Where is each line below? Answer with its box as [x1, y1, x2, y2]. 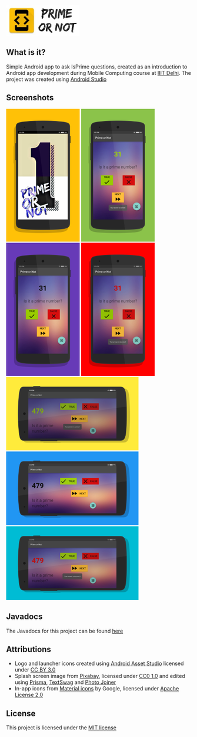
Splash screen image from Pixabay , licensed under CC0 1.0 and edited [14, 673, 185, 680]
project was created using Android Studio [6, 76, 107, 83]
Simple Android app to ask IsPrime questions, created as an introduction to [6, 63, 188, 70]
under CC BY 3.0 [14, 666, 56, 673]
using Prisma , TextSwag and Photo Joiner [14, 679, 116, 686]
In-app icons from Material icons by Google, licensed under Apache [14, 685, 179, 692]
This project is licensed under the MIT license [6, 724, 116, 731]
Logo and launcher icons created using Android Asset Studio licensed [14, 660, 184, 667]
